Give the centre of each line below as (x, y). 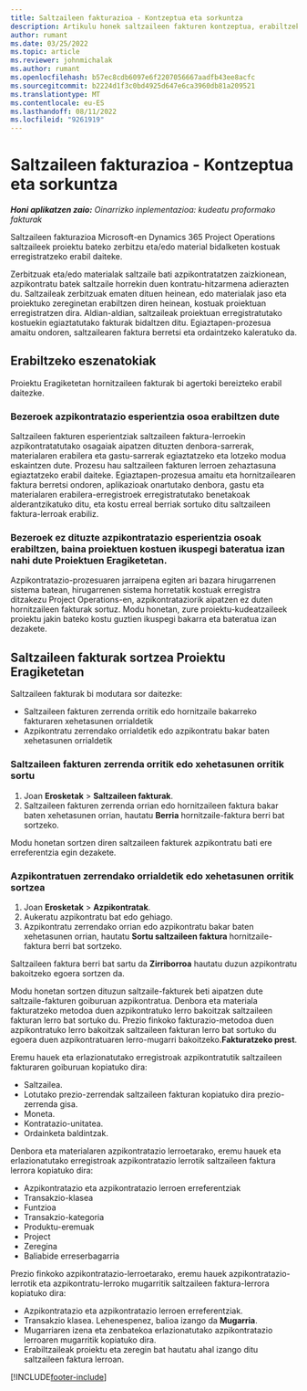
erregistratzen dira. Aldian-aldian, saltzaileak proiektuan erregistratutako (147, 313)
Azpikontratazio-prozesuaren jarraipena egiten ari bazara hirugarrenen (143, 580)
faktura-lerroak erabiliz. (55, 514)
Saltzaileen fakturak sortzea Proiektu (118, 657)
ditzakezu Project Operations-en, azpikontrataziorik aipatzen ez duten (142, 600)
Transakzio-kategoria (64, 1217)
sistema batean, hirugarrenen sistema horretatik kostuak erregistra (135, 590)
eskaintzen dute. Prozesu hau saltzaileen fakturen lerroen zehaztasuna (143, 466)
